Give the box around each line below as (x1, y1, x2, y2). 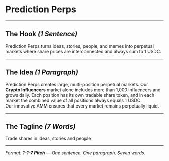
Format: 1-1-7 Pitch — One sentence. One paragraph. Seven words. (5, 150, 146, 156)
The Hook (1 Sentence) (5, 30, 78, 38)
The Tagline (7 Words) (5, 122, 76, 131)
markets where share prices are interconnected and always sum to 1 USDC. (5, 48, 162, 55)
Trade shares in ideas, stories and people (5, 135, 91, 142)
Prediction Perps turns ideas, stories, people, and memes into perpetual (5, 43, 154, 49)
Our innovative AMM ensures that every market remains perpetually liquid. (5, 102, 159, 109)
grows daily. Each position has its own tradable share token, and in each (5, 92, 155, 98)
